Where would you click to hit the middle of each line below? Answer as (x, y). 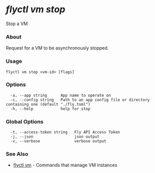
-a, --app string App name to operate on (61, 95)
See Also (17, 154)
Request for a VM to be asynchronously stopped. (57, 48)
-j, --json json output (55, 137)
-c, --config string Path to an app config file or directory (80, 100)
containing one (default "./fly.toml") (48, 104)
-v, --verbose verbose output (58, 141)
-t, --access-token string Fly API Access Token (65, 132)
